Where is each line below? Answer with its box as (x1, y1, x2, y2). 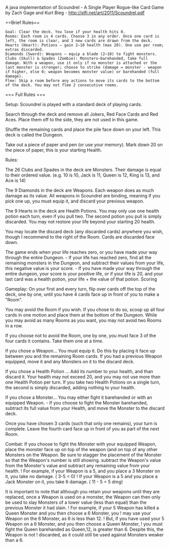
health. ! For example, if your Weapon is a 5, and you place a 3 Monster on (5, 468, 160, 474)
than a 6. (5, 537, 24, 543)
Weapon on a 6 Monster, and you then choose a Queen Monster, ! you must (5, 521, 163, 527)
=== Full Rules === (5, 91, 46, 97)
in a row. (5, 323, 23, 329)
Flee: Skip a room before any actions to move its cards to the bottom (5, 78, 159, 83)
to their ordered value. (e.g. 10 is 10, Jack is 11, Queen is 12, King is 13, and (5, 172, 160, 178)
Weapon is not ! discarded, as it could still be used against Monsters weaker (5, 532, 164, 537)
